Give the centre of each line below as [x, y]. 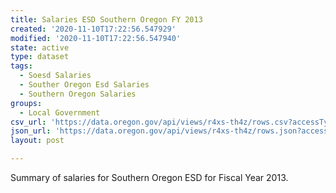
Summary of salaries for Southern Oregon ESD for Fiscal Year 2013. [149, 177]
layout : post [37, 141]
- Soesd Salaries [55, 76]
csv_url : [28, 122]
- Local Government [60, 112]
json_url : [31, 131]
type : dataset [40, 57]
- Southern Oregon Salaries [78, 94]
